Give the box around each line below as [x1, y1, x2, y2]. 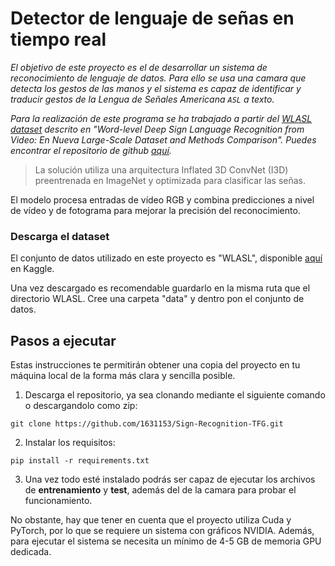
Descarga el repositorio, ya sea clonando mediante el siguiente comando [24, 389, 326, 401]
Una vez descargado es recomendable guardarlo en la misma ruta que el [10, 282, 311, 294]
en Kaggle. [10, 263, 55, 275]
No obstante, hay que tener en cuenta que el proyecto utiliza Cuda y [10, 514, 292, 526]
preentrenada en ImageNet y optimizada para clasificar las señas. [34, 174, 307, 186]
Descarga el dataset [10, 229, 110, 243]
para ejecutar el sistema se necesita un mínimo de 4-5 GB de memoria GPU [10, 535, 322, 547]
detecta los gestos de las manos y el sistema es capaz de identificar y [10, 82, 302, 94]
